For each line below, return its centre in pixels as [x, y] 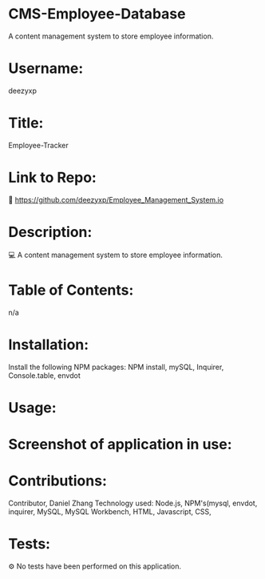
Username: [46, 68]
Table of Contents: [71, 290]
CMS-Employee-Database [97, 14]
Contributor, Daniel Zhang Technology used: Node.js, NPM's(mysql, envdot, [133, 503]
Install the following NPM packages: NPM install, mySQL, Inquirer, [116, 367]
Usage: [33, 407]
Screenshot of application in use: [121, 444]
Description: [50, 232]
